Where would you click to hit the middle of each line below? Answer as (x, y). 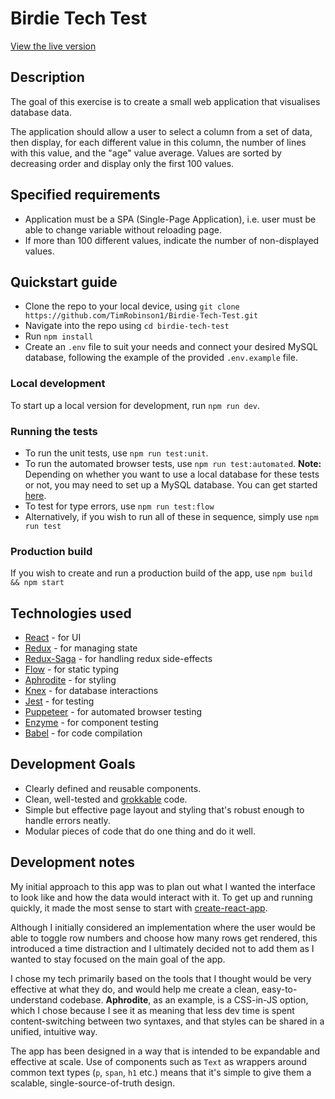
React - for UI (53, 638)
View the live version (53, 46)
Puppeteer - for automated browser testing (113, 712)
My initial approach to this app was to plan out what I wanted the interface (163, 886)
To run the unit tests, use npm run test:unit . (116, 453)
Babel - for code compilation (83, 733)
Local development (58, 384)
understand (34, 999)
